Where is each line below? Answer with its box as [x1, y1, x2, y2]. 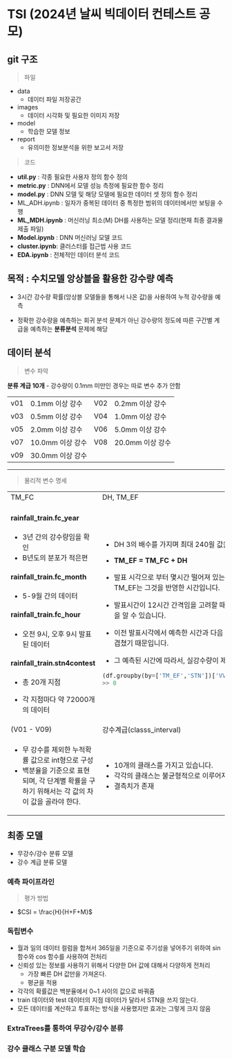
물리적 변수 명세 [23, 476, 67, 484]
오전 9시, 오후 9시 [22, 629, 77, 638]
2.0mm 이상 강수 [30, 424, 83, 434]
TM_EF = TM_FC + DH [113, 555, 188, 565]
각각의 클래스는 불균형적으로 [113, 771, 201, 780]
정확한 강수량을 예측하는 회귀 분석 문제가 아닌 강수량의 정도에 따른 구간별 [17, 316, 213, 324]
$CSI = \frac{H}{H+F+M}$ [17, 908, 93, 916]
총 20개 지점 [22, 677, 61, 687]
